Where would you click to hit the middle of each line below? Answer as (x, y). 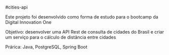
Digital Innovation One (28, 22)
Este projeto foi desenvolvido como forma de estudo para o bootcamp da (82, 17)
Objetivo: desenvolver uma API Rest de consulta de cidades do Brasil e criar (84, 32)
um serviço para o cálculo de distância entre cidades (61, 37)
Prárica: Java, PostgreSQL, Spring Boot (46, 47)
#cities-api (16, 7)
